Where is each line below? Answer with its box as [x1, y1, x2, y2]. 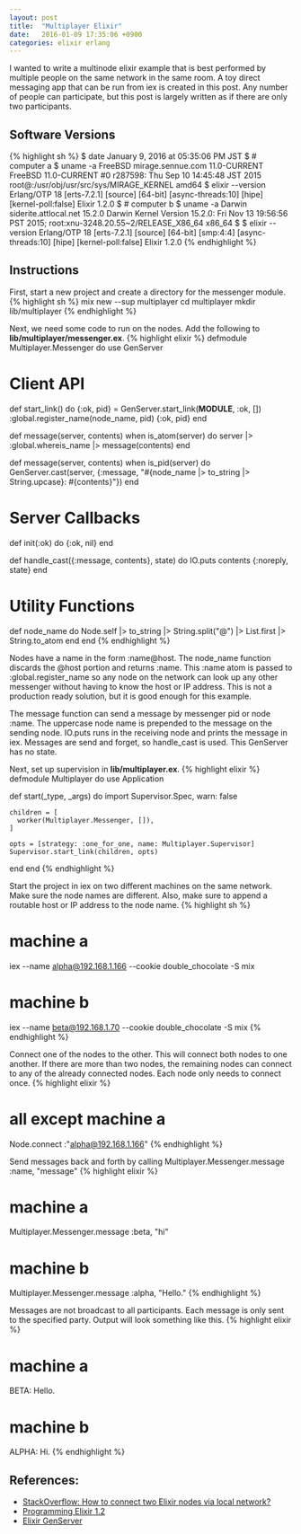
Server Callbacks [9, 508, 141, 528]
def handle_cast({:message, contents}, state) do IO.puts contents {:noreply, [9, 554, 289, 566]
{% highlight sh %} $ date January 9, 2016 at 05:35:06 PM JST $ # [9, 151, 258, 162]
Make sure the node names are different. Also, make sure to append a [9, 890, 268, 901]
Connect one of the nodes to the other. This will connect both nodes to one [9, 1048, 288, 1060]
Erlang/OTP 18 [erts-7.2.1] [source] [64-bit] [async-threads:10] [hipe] [9, 190, 263, 200]
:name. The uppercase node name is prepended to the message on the [9, 718, 272, 728]
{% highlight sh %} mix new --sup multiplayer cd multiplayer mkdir [9, 295, 256, 306]
